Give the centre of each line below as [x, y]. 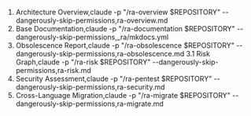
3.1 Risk [198, 54]
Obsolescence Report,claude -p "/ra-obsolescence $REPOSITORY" [125, 45]
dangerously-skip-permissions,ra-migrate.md [89, 103]
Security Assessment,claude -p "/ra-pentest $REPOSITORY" [114, 79]
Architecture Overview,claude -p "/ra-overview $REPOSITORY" [118, 12]
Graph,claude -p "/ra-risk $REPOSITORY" [83, 62]
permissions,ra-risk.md [54, 70]
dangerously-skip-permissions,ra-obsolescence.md [100, 54]
